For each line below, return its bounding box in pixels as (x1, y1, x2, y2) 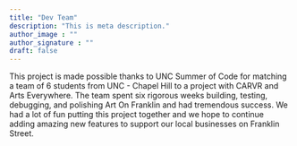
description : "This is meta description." (9, 21, 170, 30)
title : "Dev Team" (9, 13, 78, 22)
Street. (9, 128, 34, 139)
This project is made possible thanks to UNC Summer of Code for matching (9, 71, 288, 82)
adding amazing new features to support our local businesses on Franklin (9, 118, 280, 130)
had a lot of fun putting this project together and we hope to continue (9, 109, 265, 120)
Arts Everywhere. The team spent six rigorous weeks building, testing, (9, 90, 268, 101)
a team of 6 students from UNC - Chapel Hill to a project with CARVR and (9, 81, 279, 91)
